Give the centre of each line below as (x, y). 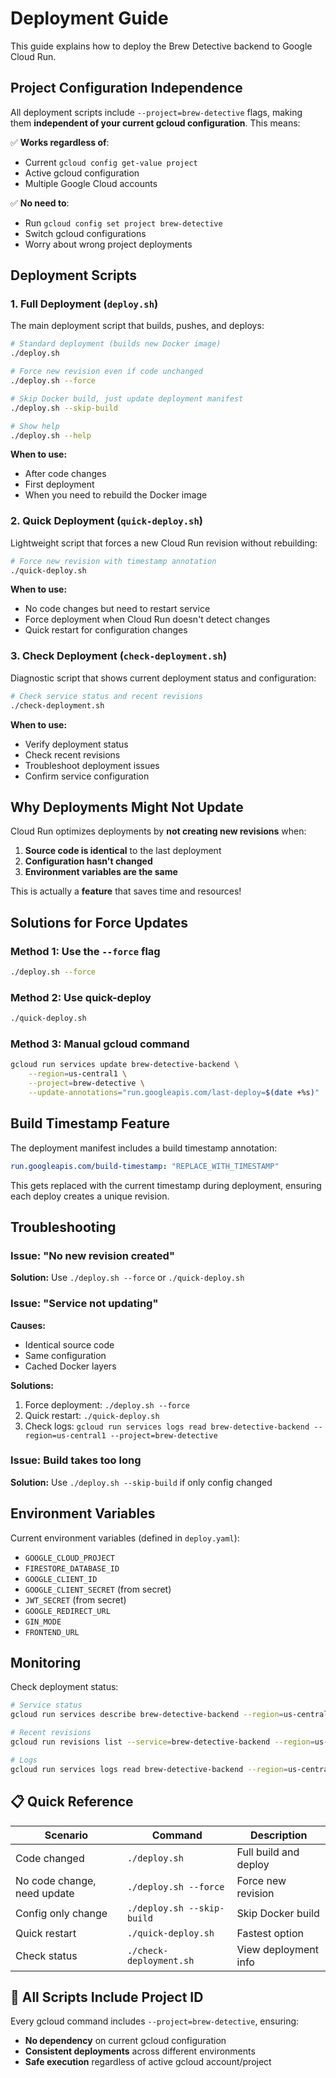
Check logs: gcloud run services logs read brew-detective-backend (167, 1426)
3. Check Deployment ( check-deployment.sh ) (119, 656)
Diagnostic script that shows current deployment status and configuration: (163, 678)
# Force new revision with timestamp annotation (113, 561)
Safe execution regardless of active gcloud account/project (148, 2062)
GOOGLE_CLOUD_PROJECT (69, 1558)
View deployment (277, 1949)
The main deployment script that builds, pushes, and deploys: (137, 326)
